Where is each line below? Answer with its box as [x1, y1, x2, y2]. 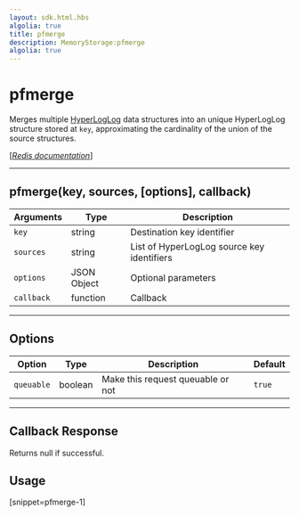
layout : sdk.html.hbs [9, 12, 90, 22]
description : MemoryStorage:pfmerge [9, 37, 145, 47]
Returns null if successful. [9, 447, 105, 458]
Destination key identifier [130, 225, 235, 238]
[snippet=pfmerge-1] [9, 496, 86, 508]
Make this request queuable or [101, 373, 230, 385]
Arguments [13, 210, 62, 223]
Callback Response [9, 424, 118, 439]
